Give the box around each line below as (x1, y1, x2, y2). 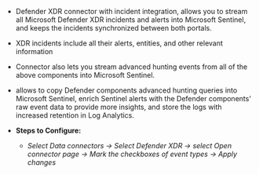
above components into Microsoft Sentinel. (15, 71, 155, 79)
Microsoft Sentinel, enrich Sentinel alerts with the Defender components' (15, 94, 252, 103)
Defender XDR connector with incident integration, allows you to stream (15, 7, 248, 16)
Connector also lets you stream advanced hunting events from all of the (15, 62, 248, 71)
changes (27, 158, 57, 167)
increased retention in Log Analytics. (15, 111, 135, 120)
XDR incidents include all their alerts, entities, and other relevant (15, 38, 224, 48)
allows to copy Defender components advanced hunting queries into (15, 86, 238, 95)
